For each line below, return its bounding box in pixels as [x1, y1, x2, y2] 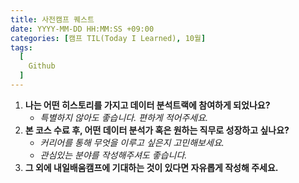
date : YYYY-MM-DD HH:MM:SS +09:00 [10, 24, 155, 34]
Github [28, 61, 56, 71]
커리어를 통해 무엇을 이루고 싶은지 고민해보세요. [39, 136, 225, 148]
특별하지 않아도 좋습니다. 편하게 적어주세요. [39, 111, 209, 123]
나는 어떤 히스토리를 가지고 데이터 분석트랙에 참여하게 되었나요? [24, 99, 271, 111]
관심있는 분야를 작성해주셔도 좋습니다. [39, 149, 188, 161]
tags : [10, 42, 33, 53]
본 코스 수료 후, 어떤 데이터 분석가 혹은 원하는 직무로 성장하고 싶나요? [24, 124, 290, 136]
